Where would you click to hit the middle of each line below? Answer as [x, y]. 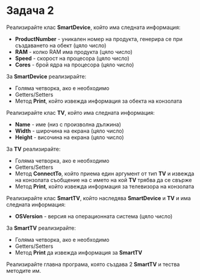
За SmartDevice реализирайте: [46, 76]
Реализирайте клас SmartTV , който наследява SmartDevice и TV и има [98, 198]
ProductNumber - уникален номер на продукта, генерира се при [98, 39]
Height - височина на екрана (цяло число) [69, 137]
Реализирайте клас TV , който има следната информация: [80, 112]
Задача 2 [30, 11]
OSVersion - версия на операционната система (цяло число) [94, 216]
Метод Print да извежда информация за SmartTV [79, 252]
